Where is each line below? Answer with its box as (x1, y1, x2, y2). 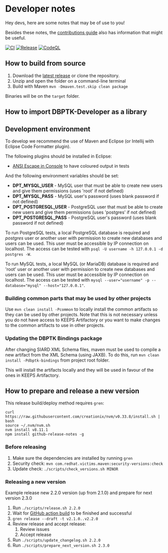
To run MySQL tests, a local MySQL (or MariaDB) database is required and (5, 260, 159, 267)
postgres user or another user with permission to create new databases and (5, 235, 162, 241)
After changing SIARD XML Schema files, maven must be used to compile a (5, 346, 161, 353)
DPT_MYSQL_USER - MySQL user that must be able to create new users (12, 182, 163, 188)
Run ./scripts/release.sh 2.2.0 (12, 505, 81, 511)
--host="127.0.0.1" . (43, 282, 85, 288)
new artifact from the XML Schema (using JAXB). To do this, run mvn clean (5, 352, 159, 358)
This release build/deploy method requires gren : (5, 400, 104, 406)
